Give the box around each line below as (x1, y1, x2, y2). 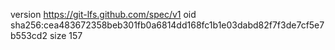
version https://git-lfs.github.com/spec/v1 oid (10, 9, 197, 20)
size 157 (49, 30, 83, 41)
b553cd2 (10, 30, 48, 41)
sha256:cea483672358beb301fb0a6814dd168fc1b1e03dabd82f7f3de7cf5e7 (10, 19, 325, 31)
